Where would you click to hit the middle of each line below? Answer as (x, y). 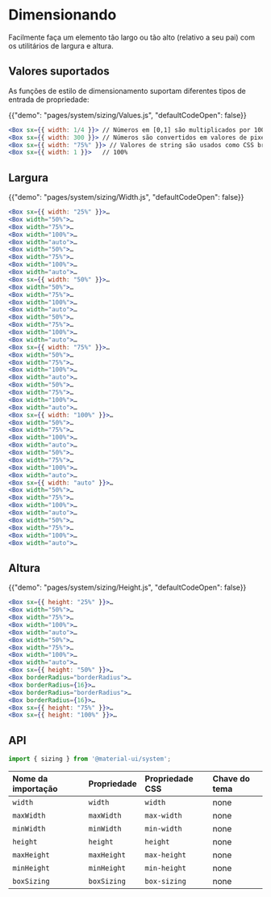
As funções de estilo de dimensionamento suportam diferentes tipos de (127, 91)
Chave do (231, 778)
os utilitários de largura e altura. (61, 45)
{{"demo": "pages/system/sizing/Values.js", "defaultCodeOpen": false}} (128, 115)
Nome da (30, 778)
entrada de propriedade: (49, 99)
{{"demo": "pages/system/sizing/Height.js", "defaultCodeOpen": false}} (127, 587)
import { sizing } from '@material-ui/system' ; (90, 759)
